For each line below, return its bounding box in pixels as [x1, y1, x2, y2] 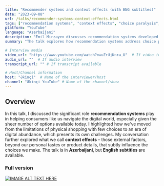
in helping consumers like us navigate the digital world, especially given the [5, 116, 157, 121]
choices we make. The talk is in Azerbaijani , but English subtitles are [5, 147, 145, 153]
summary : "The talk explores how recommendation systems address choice [5, 39, 156, 44]
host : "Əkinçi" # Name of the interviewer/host [5, 75, 106, 80]
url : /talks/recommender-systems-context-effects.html [5, 16, 119, 21]
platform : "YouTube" [5, 25, 47, 30]
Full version [5, 164, 33, 171]
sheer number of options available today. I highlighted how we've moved [5, 121, 151, 127]
